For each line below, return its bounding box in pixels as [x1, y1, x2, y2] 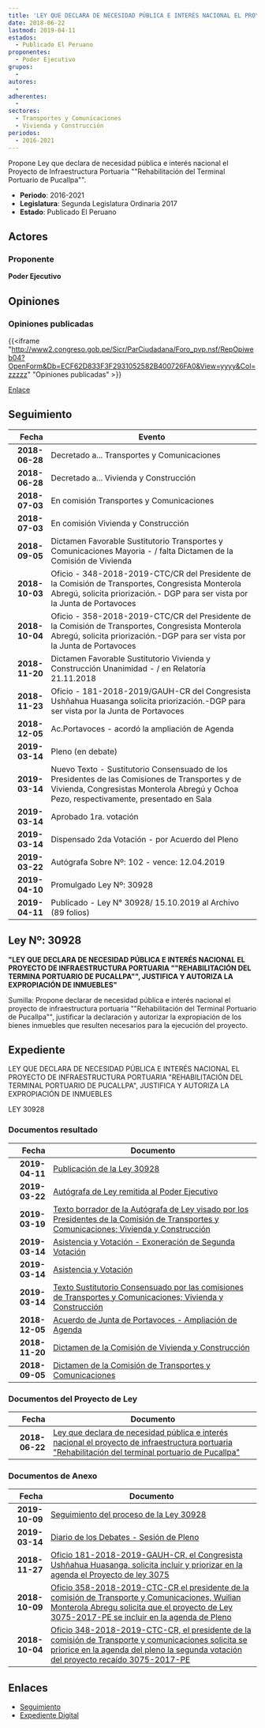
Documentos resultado [8, 1124, 99, 1135]
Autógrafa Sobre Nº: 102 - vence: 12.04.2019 [50, 856, 226, 868]
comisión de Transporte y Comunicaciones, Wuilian [50, 1592, 241, 1603]
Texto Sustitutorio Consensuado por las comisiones [52, 1282, 244, 1293]
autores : [8, 77, 37, 85]
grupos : [8, 63, 34, 71]
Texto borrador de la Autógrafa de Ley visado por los [52, 1203, 249, 1214]
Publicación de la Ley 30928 [52, 1163, 160, 1174]
